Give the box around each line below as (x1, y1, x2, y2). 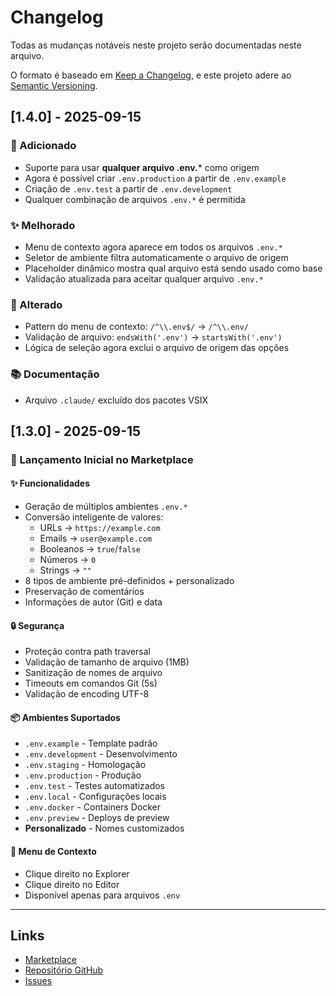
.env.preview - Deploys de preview (24, 812, 170, 824)
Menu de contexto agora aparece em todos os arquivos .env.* (24, 241, 283, 253)
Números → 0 (39, 554, 97, 566)
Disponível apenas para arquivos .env (24, 889, 181, 901)
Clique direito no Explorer (24, 867, 130, 880)
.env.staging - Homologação (24, 759, 147, 771)
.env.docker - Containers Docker (24, 801, 161, 813)
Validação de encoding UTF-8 (24, 688, 150, 700)
